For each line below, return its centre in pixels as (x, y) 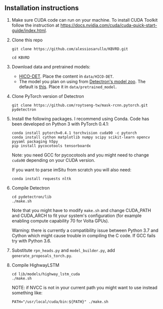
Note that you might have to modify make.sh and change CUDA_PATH (81, 210)
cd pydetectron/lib (32, 197)
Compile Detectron (31, 188)
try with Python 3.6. (32, 241)
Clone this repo (27, 40)
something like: (27, 293)
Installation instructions (42, 8)
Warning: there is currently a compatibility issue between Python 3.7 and (85, 230)
